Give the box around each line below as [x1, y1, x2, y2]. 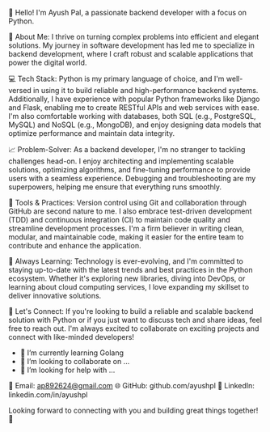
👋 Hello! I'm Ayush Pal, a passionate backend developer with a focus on [8, 8, 247, 17]
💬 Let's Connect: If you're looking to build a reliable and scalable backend [8, 307, 254, 316]
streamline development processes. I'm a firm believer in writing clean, [8, 223, 244, 233]
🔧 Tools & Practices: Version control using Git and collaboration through [8, 198, 247, 207]
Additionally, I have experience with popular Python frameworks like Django [8, 94, 260, 104]
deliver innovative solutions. [8, 291, 102, 300]
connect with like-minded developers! [8, 332, 135, 341]
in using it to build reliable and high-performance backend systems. [33, 86, 259, 95]
